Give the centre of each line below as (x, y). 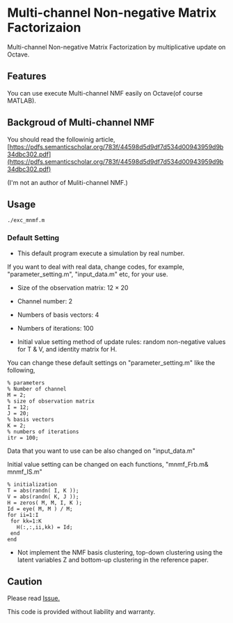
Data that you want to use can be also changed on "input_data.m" (102, 451)
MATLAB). (22, 100)
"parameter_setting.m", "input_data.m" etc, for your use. (88, 274)
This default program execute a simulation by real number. (101, 253)
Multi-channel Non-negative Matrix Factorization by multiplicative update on (116, 47)
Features (27, 76)
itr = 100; (23, 437)
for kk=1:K (26, 521)
